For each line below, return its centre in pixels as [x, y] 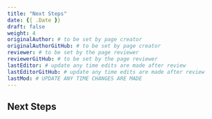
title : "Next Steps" [37, 14]
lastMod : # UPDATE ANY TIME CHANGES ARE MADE [75, 78]
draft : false [26, 26]
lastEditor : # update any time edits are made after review [97, 65]
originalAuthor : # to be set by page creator [75, 40]
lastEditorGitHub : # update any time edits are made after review [106, 72]
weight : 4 [22, 33]
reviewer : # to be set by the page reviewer [73, 53]
